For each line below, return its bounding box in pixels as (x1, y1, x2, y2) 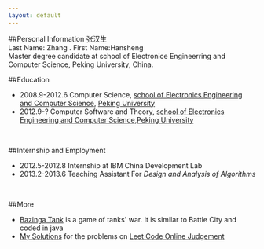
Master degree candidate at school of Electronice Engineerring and (8, 51, 225, 60)
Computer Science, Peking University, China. (8, 60, 154, 69)
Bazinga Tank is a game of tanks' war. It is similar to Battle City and (19, 214, 237, 224)
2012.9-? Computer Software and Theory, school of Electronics (19, 107, 225, 116)
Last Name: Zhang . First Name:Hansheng (8, 42, 144, 52)
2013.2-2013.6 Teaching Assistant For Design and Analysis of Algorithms (19, 169, 256, 178)
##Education (8, 75, 49, 84)
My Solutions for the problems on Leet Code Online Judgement (19, 231, 225, 240)
